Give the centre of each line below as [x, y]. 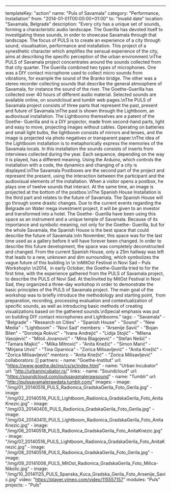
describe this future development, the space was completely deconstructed [85, 246]
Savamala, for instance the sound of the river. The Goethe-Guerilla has [79, 89]
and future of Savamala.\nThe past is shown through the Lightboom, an [80, 111]
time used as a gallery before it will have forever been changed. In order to [83, 241]
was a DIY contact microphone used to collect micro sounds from [74, 73]
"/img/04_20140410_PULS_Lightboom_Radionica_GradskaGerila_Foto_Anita [84, 420]
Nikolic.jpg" [17, 469]
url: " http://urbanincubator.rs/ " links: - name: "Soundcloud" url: [71, 371]
